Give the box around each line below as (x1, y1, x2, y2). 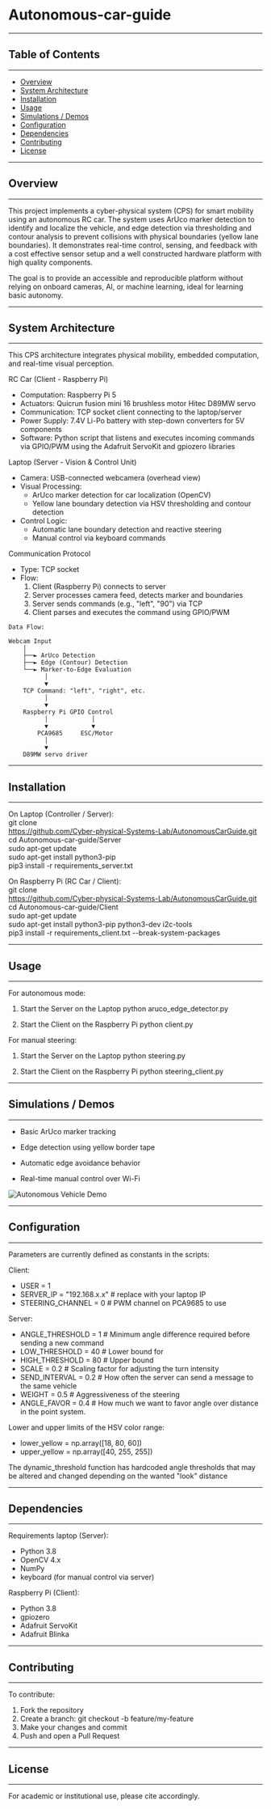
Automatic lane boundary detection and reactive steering (31, 524, 222, 535)
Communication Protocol (8, 549, 91, 559)
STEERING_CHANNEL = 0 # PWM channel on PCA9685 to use (19, 1298, 227, 1307)
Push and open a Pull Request (19, 1731, 120, 1741)
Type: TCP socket (19, 565, 80, 574)
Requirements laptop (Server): (8, 1531, 109, 1540)
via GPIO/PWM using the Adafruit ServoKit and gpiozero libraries (19, 442, 236, 451)
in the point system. (19, 1406, 86, 1417)
